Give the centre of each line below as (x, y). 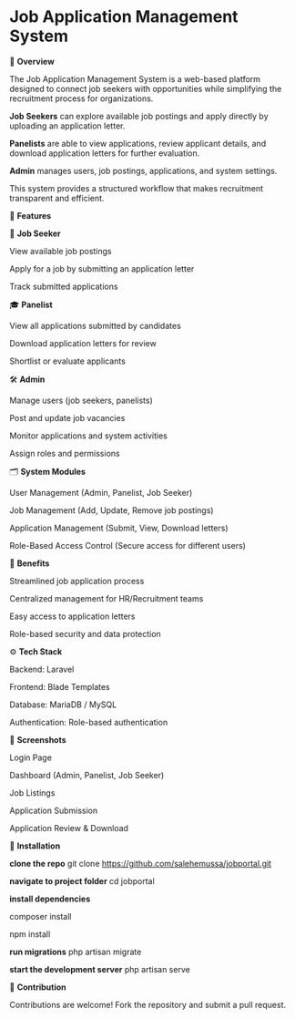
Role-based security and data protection (85, 633)
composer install (41, 916)
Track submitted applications (64, 286)
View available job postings (61, 251)
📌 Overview (32, 61)
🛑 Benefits (30, 563)
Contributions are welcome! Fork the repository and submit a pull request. (148, 1004)
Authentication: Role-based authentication (89, 722)
